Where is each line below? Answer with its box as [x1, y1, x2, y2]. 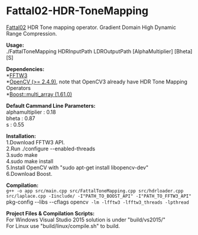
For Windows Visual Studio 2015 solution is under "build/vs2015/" [6, 216, 165, 223]
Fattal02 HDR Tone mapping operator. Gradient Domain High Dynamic [6, 24, 176, 31]
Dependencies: [6, 65, 45, 72]
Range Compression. [6, 30, 57, 37]
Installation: [6, 132, 37, 140]
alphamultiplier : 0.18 [6, 108, 56, 115]
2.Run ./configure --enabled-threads [6, 145, 96, 152]
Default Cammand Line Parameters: [6, 102, 96, 109]
